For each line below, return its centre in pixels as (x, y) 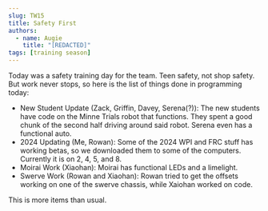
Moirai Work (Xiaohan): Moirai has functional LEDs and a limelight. (129, 167)
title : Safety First (43, 23)
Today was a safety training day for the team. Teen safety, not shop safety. (132, 76)
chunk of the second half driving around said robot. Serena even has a (136, 125)
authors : (23, 30)
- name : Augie (39, 38)
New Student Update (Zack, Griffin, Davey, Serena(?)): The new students (140, 108)
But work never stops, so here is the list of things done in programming (125, 84)
